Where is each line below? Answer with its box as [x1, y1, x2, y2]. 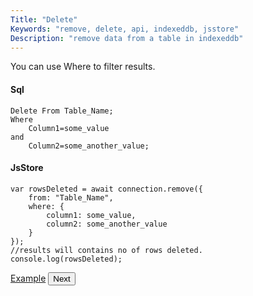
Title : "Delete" [10, 14, 78, 25]
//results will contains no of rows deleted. [10, 245, 203, 255]
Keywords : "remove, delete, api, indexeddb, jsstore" [10, 24, 240, 34]
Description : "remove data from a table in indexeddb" [10, 33, 244, 43]
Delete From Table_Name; [10, 106, 114, 116]
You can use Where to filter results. [10, 61, 156, 73]
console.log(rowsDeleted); [10, 254, 123, 264]
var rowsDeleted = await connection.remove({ [10, 184, 203, 194]
